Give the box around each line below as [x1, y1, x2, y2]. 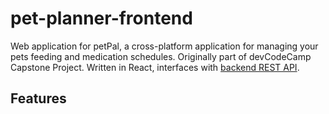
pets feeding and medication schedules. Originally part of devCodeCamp [10, 50, 312, 62]
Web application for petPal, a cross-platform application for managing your [10, 40, 319, 52]
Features [10, 90, 67, 107]
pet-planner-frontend [10, 7, 193, 30]
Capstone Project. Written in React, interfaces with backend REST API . [10, 61, 300, 73]
